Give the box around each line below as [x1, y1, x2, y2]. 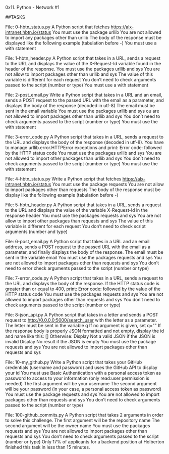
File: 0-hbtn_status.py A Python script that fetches [5, 24, 110, 30]
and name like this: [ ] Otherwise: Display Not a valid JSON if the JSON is [5, 333, 155, 339]
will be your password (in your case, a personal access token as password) [5, 386, 162, 392]
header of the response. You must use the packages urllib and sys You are [5, 66, 160, 72]
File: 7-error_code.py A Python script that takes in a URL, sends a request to [5, 275, 163, 281]
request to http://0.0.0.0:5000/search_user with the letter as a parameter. [5, 317, 157, 323]
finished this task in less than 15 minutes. [5, 444, 90, 450]
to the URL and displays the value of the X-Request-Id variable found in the [5, 61, 161, 66]
